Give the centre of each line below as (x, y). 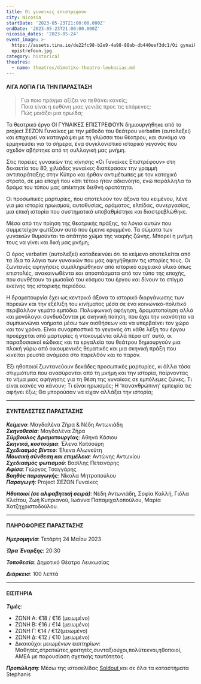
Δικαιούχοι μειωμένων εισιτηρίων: (57, 644)
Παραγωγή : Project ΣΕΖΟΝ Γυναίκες (52, 482)
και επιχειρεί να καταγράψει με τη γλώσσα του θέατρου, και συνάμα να (96, 137)
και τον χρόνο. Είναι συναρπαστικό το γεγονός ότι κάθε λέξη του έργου (96, 329)
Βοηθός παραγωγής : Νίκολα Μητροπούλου (61, 475)
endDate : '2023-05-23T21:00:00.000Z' (53, 28)
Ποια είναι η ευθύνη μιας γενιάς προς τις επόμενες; (86, 106)
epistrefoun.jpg (32, 51)
